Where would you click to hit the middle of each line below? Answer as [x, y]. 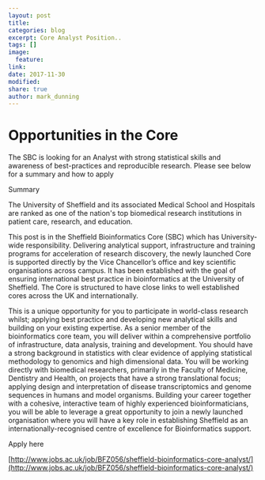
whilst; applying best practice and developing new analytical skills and [123, 319]
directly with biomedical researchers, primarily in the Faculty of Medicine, [128, 370]
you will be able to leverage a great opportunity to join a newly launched [126, 412]
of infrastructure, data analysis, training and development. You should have [131, 345]
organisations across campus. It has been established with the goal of [122, 270]
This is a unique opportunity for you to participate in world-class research [129, 311]
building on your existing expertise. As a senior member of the [110, 328]
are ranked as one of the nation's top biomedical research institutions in [125, 214]
